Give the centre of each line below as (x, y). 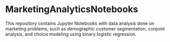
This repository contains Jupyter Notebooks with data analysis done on (80, 23)
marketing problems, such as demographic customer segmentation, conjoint (85, 28)
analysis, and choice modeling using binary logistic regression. (71, 34)
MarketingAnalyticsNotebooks (72, 9)
